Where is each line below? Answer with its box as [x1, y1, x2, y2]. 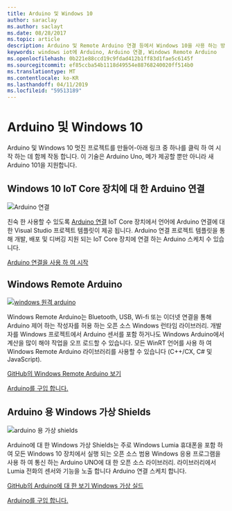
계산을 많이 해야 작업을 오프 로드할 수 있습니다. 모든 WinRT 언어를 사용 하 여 [7, 339, 213, 347]
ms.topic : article [7, 36, 60, 43]
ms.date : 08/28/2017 [7, 29, 67, 37]
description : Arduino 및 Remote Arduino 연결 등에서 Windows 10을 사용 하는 [7, 42, 218, 49]
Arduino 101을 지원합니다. [7, 161, 78, 170]
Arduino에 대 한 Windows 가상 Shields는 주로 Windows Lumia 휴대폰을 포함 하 [7, 440, 224, 449]
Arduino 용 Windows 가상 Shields [7, 406, 151, 418]
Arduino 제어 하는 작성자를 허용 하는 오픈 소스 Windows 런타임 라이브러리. [7, 321, 209, 330]
